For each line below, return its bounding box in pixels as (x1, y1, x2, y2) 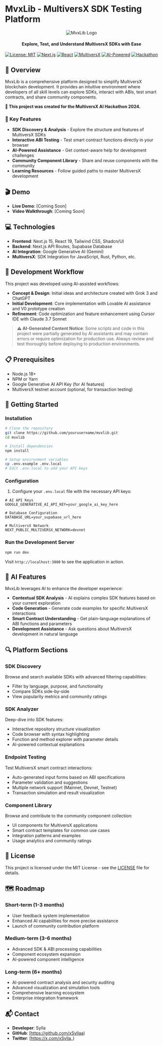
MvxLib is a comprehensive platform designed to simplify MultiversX (5, 79, 142, 84)
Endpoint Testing (5, 754, 46, 760)
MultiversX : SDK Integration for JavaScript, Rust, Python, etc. (12, 253, 136, 259)
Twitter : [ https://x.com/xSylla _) (12, 1035, 75, 1041)
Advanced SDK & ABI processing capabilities (12, 946, 102, 952)
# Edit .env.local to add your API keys (5, 466, 88, 471)
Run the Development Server (5, 539, 75, 546)
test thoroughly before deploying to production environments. (16, 341, 141, 347)
